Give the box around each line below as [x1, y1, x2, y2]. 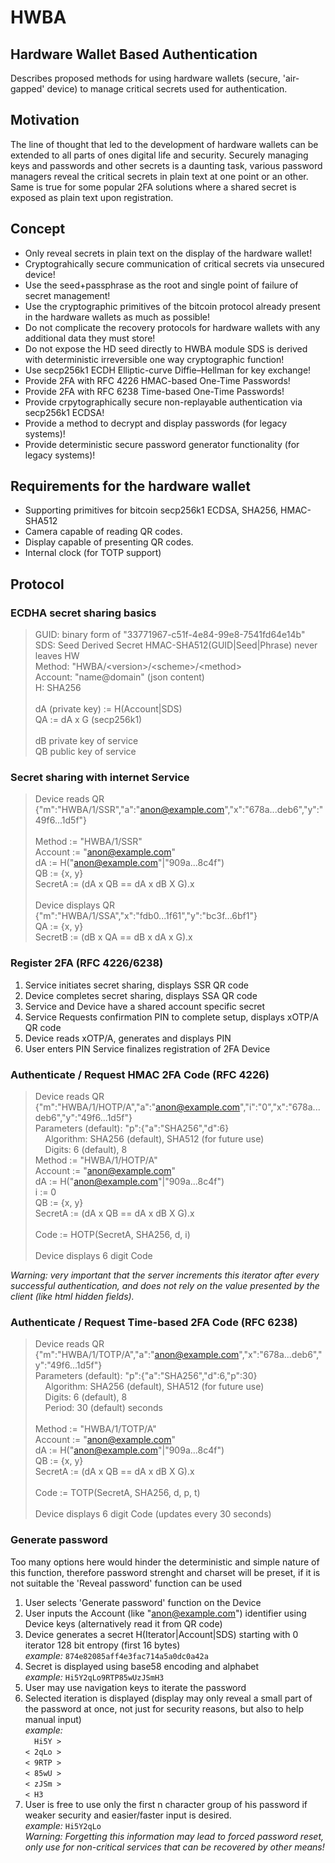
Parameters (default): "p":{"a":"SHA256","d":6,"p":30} [34, 1370, 258, 1382]
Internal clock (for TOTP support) [24, 547, 162, 559]
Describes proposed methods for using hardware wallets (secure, [10, 72, 281, 84]
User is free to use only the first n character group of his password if [24, 1798, 308, 1810]
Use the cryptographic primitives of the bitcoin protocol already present [24, 300, 321, 312]
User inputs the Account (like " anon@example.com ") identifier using [24, 1607, 307, 1619]
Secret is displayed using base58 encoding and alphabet [24, 1660, 259, 1672]
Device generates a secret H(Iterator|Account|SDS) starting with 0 [24, 1628, 299, 1640]
